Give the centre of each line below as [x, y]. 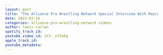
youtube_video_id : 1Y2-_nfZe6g [37, 36]
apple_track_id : [21, 41]
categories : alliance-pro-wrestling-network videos [58, 23]
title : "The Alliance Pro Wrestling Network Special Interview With [76, 14]
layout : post [18, 9]
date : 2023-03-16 [23, 18]
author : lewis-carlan [27, 27]
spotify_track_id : [24, 32]
